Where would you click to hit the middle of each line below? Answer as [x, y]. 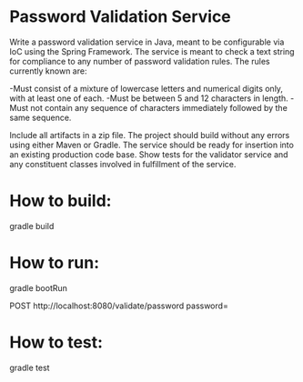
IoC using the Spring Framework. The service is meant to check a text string [152, 51]
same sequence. [40, 117]
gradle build [32, 226]
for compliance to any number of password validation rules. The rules [140, 61]
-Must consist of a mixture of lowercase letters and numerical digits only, [146, 88]
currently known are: [48, 71]
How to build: [61, 201]
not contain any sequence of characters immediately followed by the [159, 107]
